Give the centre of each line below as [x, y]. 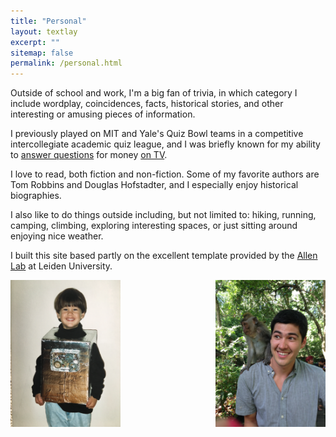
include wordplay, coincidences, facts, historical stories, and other [147, 104]
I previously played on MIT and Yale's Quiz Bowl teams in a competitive [157, 134]
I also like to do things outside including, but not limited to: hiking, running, [163, 215]
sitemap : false [42, 53]
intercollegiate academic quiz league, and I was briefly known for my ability [165, 144]
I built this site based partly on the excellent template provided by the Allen [164, 256]
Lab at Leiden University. [61, 266]
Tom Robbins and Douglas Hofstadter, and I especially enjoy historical [154, 185]
